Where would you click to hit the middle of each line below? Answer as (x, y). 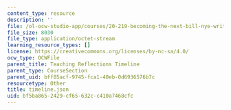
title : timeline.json (38, 90)
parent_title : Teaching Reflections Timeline (73, 64)
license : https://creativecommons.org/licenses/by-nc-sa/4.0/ (98, 52)
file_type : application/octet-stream (61, 39)
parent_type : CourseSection (47, 70)
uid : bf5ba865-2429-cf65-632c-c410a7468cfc (70, 96)
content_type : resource (41, 13)
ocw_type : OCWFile (33, 58)
